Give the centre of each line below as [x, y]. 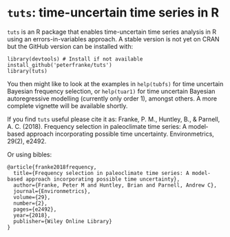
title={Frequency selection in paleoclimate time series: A [101, 173]
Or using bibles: [30, 154]
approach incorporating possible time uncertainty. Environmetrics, [121, 134]
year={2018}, [32, 215]
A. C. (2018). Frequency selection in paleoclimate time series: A [97, 126]
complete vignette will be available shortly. [67, 105]
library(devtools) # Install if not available [75, 59]
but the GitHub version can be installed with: [70, 46]
